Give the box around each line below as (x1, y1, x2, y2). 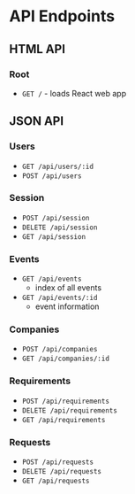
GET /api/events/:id (21, 294, 98, 303)
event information (34, 301, 100, 312)
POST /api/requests (21, 458, 94, 467)
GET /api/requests (21, 476, 90, 486)
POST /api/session (21, 213, 90, 222)
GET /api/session (21, 232, 86, 241)
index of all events (34, 282, 102, 293)
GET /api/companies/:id (21, 354, 110, 364)
